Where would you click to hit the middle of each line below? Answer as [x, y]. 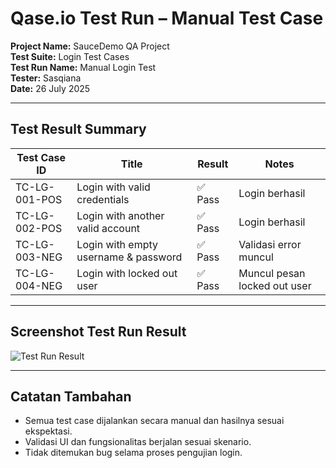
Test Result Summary [78, 129]
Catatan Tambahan [71, 396]
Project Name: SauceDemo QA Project [90, 46]
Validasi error [270, 244]
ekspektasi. [48, 431]
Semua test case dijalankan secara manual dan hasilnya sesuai [154, 421]
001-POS [39, 199]
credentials [103, 199]
